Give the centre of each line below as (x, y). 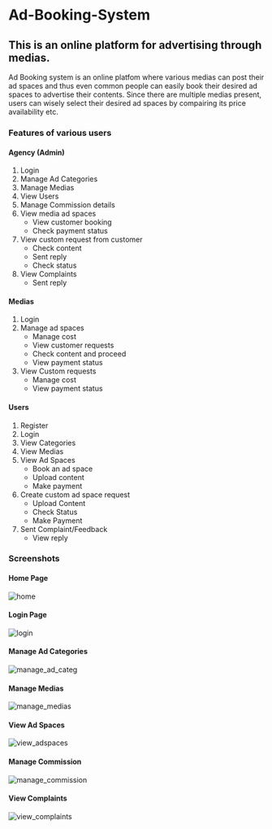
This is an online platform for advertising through (135, 45)
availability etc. (33, 112)
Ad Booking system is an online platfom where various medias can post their (136, 77)
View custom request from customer (81, 240)
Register (34, 425)
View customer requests (73, 345)
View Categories (48, 443)
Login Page (28, 615)
